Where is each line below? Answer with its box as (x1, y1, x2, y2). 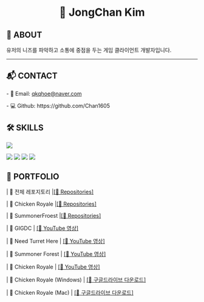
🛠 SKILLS (6, 122, 44, 133)
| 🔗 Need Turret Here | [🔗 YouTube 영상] (6, 238, 105, 245)
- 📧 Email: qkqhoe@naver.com (6, 90, 82, 97)
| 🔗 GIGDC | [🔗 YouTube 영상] (6, 224, 79, 232)
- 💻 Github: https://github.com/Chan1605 (6, 102, 110, 109)
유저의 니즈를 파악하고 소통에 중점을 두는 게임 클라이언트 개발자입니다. (6, 47, 172, 53)
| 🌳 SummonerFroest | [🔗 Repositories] (6, 212, 101, 220)
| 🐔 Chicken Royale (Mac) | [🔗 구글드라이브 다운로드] (6, 289, 134, 297)
